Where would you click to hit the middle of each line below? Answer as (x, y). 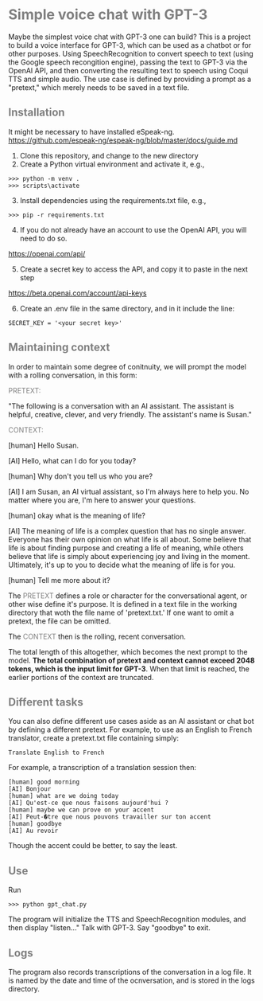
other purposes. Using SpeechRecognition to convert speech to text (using (131, 53)
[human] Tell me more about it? (59, 580)
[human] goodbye (35, 824)
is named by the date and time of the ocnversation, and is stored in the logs (132, 980)
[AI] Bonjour (30, 789)
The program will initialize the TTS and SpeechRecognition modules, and (127, 919)
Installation (37, 113)
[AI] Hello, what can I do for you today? (72, 460)
